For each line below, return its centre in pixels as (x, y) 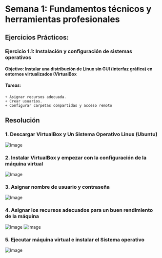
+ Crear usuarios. (24, 101)
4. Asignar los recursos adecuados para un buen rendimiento (79, 210)
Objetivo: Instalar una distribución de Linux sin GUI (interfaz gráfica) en (79, 69)
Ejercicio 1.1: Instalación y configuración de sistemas (69, 51)
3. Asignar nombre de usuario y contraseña (57, 187)
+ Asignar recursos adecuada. (36, 97)
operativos (18, 57)
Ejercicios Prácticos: (37, 37)
